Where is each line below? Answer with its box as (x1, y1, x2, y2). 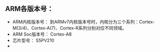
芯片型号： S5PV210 (12, 37, 54, 43)
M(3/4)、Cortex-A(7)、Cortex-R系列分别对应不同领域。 (12, 25, 127, 31)
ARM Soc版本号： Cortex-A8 (12, 31, 72, 37)
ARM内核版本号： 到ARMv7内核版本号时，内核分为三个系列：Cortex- (12, 19, 155, 25)
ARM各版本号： (5, 4, 54, 13)
